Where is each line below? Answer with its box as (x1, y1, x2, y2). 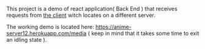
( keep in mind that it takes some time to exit (88, 30, 199, 37)
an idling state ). (6, 36, 47, 43)
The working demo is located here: (6, 24, 94, 30)
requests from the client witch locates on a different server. (6, 11, 156, 19)
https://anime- (95, 24, 132, 30)
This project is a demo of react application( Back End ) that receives (6, 5, 177, 12)
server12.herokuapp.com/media (6, 30, 87, 37)
